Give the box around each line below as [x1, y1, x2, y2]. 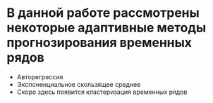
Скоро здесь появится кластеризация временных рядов [16, 88, 188, 96]
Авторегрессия [16, 72, 63, 81]
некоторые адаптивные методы [6, 20, 207, 36]
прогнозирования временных [6, 35, 192, 50]
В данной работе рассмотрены [6, 5, 200, 21]
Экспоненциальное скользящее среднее [16, 80, 141, 88]
